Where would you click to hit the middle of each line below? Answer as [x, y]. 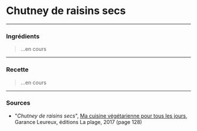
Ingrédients [23, 36]
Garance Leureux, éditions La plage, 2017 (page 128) [78, 122]
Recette [18, 70]
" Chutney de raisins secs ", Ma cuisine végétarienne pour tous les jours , [101, 116]
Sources [18, 103]
